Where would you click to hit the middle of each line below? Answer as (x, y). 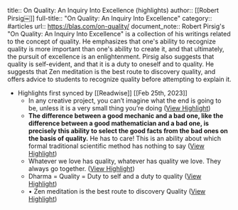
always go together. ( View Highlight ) (81, 169)
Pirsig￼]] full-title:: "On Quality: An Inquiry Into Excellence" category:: (110, 18)
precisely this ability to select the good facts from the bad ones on (128, 131)
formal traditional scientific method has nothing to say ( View (116, 146)
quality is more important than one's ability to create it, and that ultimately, (116, 49)
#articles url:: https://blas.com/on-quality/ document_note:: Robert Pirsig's (116, 26)
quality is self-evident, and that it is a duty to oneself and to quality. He (111, 64)
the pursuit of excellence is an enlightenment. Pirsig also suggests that (111, 57)
